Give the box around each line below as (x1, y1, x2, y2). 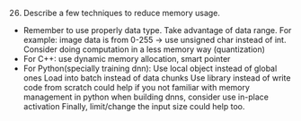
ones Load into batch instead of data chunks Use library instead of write (22, 73, 291, 83)
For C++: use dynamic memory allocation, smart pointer (22, 54, 231, 64)
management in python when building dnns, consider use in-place (22, 91, 269, 102)
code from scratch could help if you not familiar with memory (22, 82, 251, 92)
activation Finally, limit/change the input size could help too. (22, 101, 245, 111)
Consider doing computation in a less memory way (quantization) (22, 44, 266, 55)
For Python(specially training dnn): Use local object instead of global (22, 63, 278, 73)
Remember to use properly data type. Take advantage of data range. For (22, 25, 292, 35)
